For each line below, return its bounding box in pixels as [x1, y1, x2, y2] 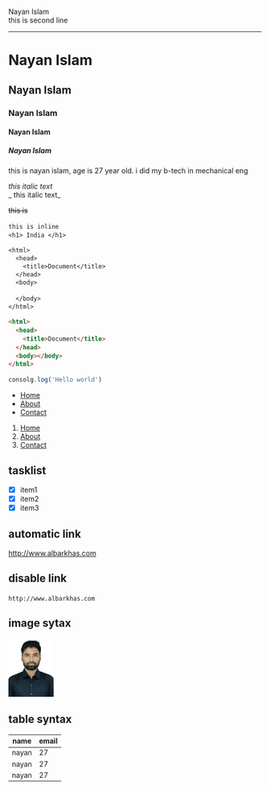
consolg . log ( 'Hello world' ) [8, 376, 103, 384]
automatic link [8, 527, 82, 540]
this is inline [8, 223, 59, 231]
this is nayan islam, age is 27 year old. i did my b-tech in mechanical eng [8, 166, 248, 176]
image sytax [8, 616, 72, 631]
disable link [8, 572, 67, 585]
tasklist [8, 463, 47, 478]
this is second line [8, 15, 68, 25]
